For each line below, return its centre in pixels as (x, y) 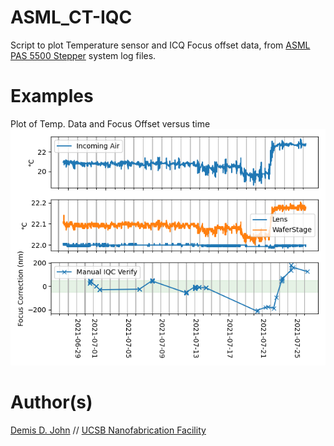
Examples (52, 96)
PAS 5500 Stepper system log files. (83, 55)
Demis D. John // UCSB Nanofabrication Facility (108, 430)
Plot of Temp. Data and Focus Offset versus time (110, 123)
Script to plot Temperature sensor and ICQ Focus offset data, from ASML (160, 45)
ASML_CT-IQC (71, 17)
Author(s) (51, 402)
